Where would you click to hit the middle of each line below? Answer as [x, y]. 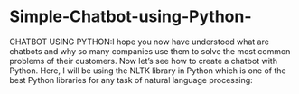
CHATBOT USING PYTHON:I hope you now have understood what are [139, 42]
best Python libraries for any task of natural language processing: [131, 80]
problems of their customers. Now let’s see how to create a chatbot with [144, 61]
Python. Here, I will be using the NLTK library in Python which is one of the [148, 70]
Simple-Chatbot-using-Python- [131, 17]
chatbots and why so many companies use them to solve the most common [150, 51]
